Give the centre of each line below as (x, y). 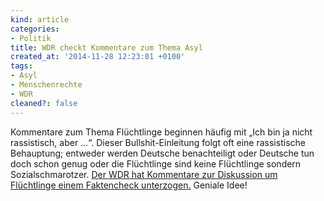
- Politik (31, 38)
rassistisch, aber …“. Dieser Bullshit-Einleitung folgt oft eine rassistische (158, 142)
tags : (21, 66)
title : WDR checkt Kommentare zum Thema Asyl (106, 47)
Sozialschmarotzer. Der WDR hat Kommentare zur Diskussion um (144, 174)
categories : (35, 29)
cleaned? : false (44, 103)
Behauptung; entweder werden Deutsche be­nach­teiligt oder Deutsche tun (162, 153)
